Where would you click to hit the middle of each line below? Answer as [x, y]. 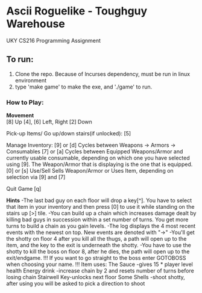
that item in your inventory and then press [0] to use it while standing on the [100, 207]
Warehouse [36, 24]
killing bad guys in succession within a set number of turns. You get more [97, 220]
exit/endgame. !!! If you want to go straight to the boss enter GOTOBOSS [96, 258]
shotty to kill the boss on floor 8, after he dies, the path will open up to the [98, 251]
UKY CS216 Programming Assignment [54, 40]
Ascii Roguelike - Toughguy [77, 11]
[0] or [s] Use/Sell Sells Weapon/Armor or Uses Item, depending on [90, 171]
